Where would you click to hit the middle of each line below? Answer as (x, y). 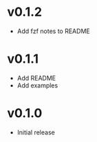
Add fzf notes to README (54, 31)
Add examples (37, 85)
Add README (36, 78)
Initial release (36, 132)
